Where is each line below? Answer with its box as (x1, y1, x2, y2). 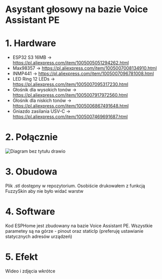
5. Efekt (5, 251, 38, 263)
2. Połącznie (5, 131, 58, 143)
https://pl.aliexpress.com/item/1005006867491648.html (12, 103, 129, 109)
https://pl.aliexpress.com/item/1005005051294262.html (12, 60, 129, 66)
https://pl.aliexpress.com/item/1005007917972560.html (12, 92, 128, 98)
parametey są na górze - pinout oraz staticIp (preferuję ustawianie (5, 228, 144, 234)
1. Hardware (5, 38, 57, 49)
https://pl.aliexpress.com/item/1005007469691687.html (12, 114, 128, 120)
